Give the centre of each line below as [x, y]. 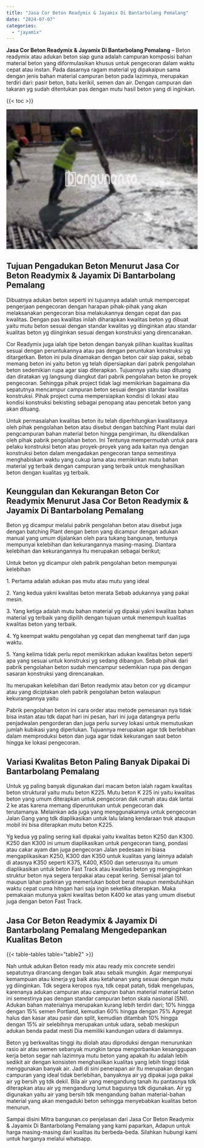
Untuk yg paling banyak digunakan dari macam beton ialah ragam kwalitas [99, 786]
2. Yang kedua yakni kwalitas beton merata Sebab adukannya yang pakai [98, 593]
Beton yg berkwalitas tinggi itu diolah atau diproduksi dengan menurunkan [99, 1043]
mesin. [15, 600]
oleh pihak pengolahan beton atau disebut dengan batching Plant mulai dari [101, 427]
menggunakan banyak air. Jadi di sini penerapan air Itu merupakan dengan [100, 1069]
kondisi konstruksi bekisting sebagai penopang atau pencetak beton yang [99, 402]
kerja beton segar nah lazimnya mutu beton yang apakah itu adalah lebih [97, 1056]
